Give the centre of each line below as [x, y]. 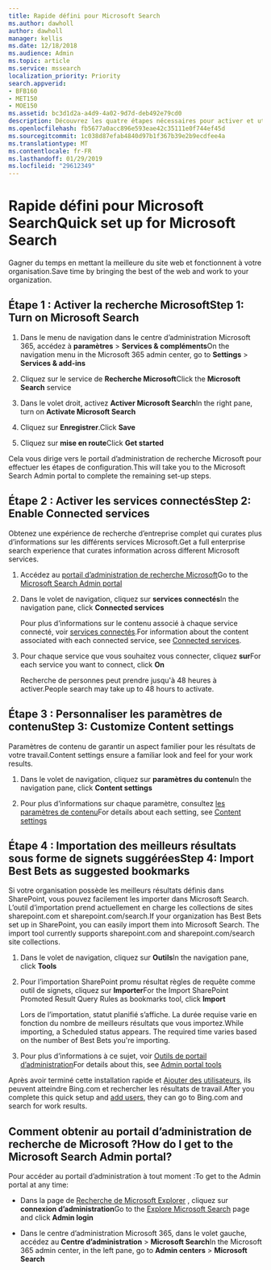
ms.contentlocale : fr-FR [50, 151]
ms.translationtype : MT [48, 143]
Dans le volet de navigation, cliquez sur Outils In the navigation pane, [134, 957]
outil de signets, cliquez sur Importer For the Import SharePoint [124, 990]
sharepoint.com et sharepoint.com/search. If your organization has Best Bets [135, 916]
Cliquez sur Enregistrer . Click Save [77, 427]
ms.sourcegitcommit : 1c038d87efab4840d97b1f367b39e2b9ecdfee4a [117, 136]
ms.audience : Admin [41, 53]
